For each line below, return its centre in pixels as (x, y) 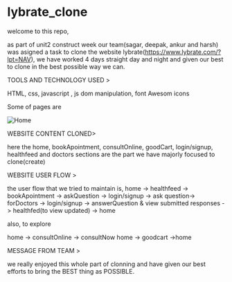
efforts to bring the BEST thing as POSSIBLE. (71, 271)
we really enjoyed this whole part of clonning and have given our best (106, 264)
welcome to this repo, (38, 31)
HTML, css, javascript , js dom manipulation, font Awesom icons (98, 93)
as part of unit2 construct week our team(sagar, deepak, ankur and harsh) (113, 44)
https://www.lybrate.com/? (183, 52)
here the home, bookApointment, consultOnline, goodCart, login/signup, (110, 147)
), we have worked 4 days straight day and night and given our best (127, 59)
